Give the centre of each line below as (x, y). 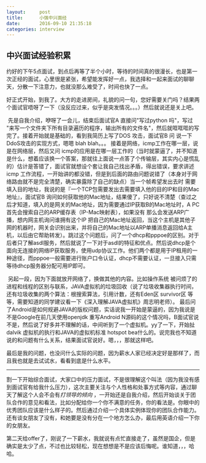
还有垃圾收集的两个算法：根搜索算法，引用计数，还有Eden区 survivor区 (97, 294)
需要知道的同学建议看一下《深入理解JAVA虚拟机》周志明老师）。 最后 (104, 302)
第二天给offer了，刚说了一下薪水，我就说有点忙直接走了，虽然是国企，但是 (101, 439)
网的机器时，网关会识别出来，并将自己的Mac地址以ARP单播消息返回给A (97, 228)
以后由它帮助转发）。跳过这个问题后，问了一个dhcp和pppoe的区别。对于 (108, 235)
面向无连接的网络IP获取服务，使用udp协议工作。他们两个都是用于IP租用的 (99, 250)
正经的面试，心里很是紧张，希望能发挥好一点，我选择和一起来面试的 (97, 79)
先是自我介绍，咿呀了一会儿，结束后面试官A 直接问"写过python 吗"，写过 (100, 121)
